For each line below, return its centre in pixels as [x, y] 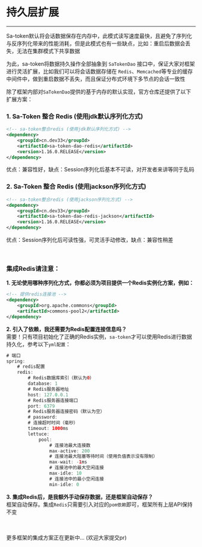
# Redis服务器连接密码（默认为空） [66, 412]
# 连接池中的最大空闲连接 [76, 468]
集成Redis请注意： [33, 268]
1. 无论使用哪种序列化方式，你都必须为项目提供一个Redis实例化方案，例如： [100, 283]
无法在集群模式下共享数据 [48, 51]
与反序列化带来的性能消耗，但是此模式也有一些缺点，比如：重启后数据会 [96, 43]
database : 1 [43, 384]
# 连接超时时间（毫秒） [53, 423]
